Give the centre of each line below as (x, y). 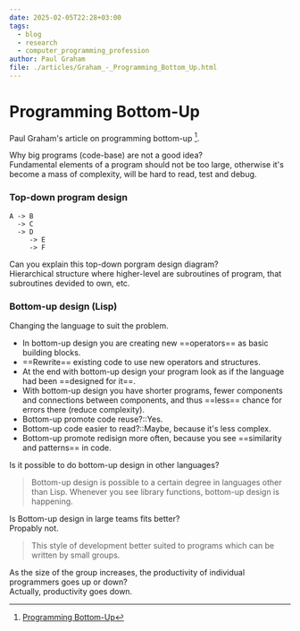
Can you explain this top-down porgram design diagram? (114, 264)
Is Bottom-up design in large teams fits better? (95, 519)
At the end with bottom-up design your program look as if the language (153, 371)
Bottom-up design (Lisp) (63, 306)
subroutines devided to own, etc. (70, 283)
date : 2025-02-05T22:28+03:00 (66, 17)
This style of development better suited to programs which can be (153, 546)
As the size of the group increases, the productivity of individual (127, 573)
